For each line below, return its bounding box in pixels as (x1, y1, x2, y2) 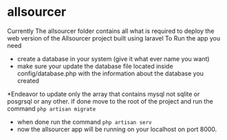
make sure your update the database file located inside (17, 62, 173, 70)
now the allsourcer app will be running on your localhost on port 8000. (17, 125, 217, 133)
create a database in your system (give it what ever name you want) (17, 54, 210, 62)
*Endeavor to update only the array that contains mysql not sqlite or (7, 90, 200, 98)
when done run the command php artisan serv (17, 117, 153, 126)
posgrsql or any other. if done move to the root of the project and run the (7, 97, 213, 105)
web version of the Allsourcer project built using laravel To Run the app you (7, 34, 221, 42)
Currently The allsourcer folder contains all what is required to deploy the (7, 27, 215, 35)
